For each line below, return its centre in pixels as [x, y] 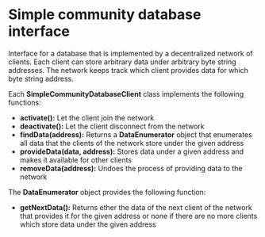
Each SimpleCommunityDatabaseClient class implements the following [126, 94]
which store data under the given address [88, 224]
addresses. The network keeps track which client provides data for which [128, 70]
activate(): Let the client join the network [87, 117]
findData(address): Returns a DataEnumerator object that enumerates [136, 134]
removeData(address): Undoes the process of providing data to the [131, 168]
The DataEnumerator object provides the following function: [107, 192]
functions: [25, 102]
